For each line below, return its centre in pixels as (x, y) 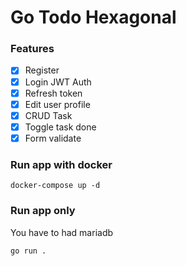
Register (42, 70)
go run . (28, 251)
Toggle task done (60, 127)
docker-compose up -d (55, 186)
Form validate (53, 138)
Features (32, 49)
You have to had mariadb (62, 232)
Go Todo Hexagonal (93, 17)
